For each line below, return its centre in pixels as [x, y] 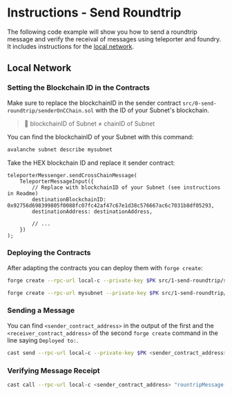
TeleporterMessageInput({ [57, 181]
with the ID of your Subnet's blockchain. [152, 110]
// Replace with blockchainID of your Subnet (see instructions [126, 188]
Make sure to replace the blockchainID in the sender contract [94, 103]
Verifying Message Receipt [54, 370]
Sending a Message [41, 310]
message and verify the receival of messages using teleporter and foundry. [114, 39]
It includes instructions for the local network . [71, 46]
